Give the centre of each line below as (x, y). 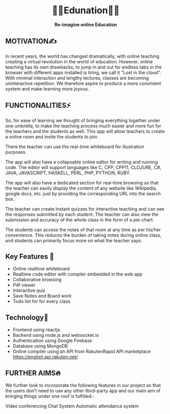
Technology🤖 (27, 317)
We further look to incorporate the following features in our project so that (83, 385)
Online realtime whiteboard (41, 269)
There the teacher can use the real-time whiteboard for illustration (75, 146)
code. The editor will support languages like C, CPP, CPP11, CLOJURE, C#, (83, 167)
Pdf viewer (24, 285)
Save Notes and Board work (42, 296)
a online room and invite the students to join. (52, 136)
